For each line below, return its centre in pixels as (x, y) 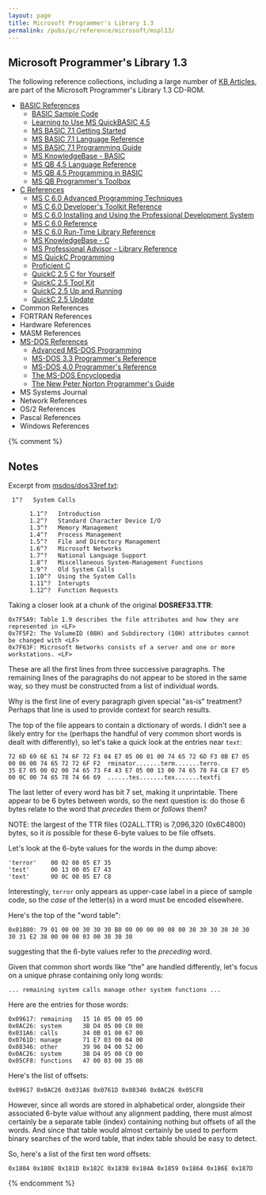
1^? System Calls (44, 500)
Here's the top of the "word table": (65, 915)
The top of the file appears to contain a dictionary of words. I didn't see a (127, 725)
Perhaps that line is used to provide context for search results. (110, 710)
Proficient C (51, 266)
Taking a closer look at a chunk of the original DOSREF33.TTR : (111, 605)
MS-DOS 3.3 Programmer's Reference (94, 359)
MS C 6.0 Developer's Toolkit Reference (97, 206)
